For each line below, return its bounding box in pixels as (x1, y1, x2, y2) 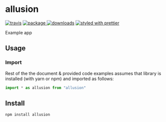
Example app (5, 29, 32, 35)
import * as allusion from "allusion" (5, 85, 86, 90)
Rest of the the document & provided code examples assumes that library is (5, 70, 161, 76)
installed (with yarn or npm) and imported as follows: (5, 76, 114, 82)
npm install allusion (5, 112, 50, 118)
